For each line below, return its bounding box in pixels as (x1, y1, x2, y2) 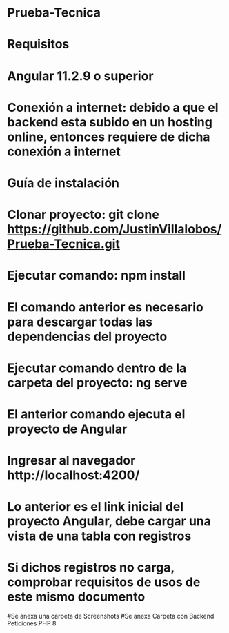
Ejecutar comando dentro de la (7, 360, 187, 376)
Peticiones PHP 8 (7, 619, 57, 627)
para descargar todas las (7, 314, 153, 329)
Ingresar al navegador (7, 453, 136, 469)
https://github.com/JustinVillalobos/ (7, 222, 222, 237)
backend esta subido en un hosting (7, 114, 212, 130)
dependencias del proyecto (7, 329, 168, 344)
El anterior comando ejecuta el (7, 406, 186, 422)
